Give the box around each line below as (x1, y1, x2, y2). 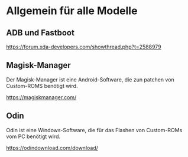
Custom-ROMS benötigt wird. (6, 82, 78, 89)
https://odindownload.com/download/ (6, 144, 99, 151)
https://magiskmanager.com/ (6, 93, 77, 101)
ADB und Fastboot (6, 28, 75, 38)
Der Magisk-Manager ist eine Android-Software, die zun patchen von (6, 76, 174, 83)
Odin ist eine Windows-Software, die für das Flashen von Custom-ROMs (6, 126, 183, 133)
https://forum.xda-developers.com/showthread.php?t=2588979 (6, 43, 161, 50)
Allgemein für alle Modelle (6, 4, 138, 18)
